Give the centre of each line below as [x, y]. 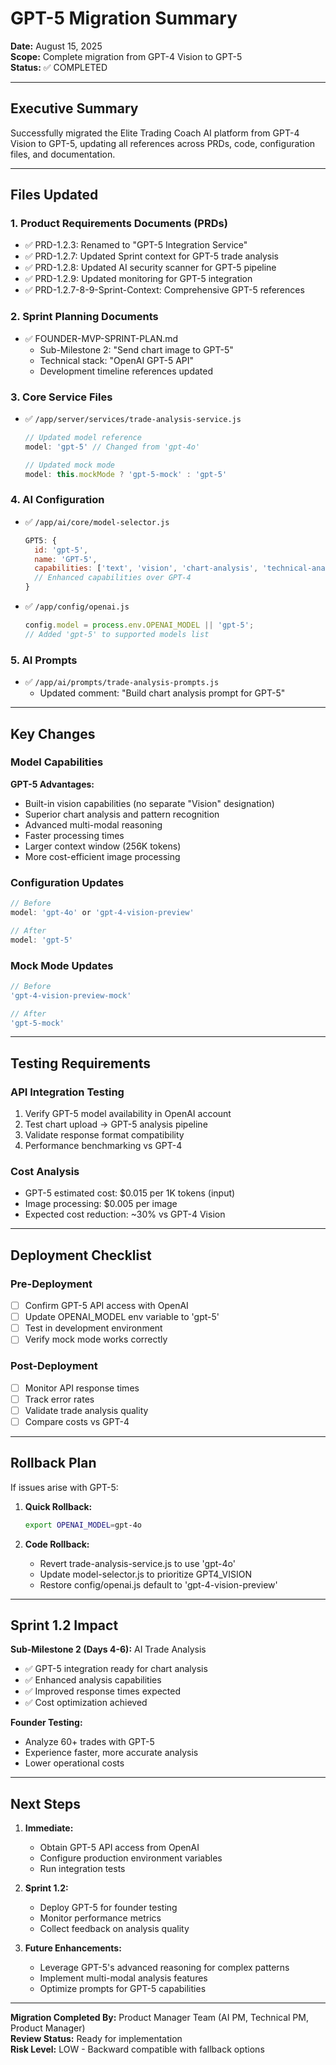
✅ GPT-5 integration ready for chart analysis [116, 1669]
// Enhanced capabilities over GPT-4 [113, 578]
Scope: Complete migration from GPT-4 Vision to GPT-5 [126, 56]
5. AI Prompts [44, 660]
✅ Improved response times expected [103, 1691]
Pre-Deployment [51, 1284]
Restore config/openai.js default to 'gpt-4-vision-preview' [158, 1584]
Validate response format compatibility [104, 1135]
